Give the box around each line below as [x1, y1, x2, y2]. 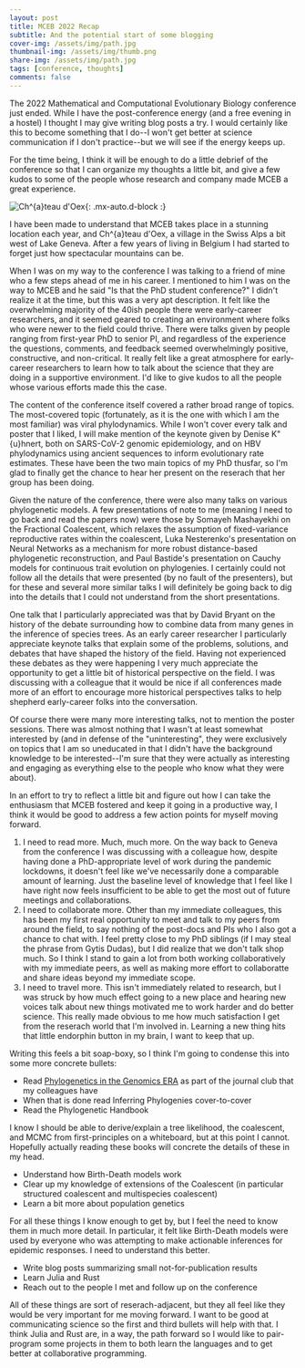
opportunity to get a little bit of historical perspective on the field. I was [9, 667, 276, 678]
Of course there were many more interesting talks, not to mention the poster [9, 713, 295, 725]
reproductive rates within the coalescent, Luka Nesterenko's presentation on [9, 533, 297, 544]
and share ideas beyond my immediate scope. [22, 972, 196, 983]
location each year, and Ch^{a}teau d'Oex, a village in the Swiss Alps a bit [9, 228, 286, 239]
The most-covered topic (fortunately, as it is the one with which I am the [9, 409, 280, 420]
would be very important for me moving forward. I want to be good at [9, 1309, 269, 1320]
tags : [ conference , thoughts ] [9, 65, 125, 74]
